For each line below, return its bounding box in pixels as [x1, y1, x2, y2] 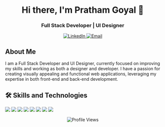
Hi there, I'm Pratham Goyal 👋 [21, 4, 144, 16]
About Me [5, 47, 36, 56]
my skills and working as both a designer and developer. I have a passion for [5, 66, 161, 72]
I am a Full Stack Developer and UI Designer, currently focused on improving [5, 61, 160, 66]
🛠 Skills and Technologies [5, 91, 88, 99]
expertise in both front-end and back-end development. [5, 76, 118, 82]
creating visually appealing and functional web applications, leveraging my [5, 71, 157, 77]
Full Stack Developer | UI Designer [41, 22, 125, 29]
